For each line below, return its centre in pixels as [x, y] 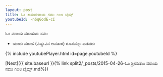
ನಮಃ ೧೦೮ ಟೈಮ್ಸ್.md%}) [27, 69]
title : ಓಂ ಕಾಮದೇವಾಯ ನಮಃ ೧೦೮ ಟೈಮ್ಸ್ [39, 15]
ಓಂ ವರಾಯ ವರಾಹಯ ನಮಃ [26, 34]
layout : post [19, 10]
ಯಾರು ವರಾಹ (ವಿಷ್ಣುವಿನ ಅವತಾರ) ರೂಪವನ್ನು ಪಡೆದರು [54, 44]
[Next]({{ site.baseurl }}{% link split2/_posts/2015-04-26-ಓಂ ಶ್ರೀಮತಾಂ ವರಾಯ [82, 63]
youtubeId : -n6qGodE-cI [30, 19]
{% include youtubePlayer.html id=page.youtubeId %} [61, 54]
